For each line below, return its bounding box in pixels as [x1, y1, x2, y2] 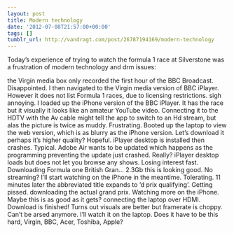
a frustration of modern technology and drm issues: [7, 63, 156, 71]
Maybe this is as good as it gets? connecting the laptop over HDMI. [7, 195, 201, 204]
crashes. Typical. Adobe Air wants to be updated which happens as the [7, 143, 214, 152]
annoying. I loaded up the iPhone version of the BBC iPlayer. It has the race [7, 99, 224, 107]
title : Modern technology [7, 17, 83, 24]
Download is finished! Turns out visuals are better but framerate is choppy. [7, 203, 223, 211]
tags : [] [7, 29, 33, 37]
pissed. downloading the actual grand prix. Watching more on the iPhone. [7, 188, 219, 197]
